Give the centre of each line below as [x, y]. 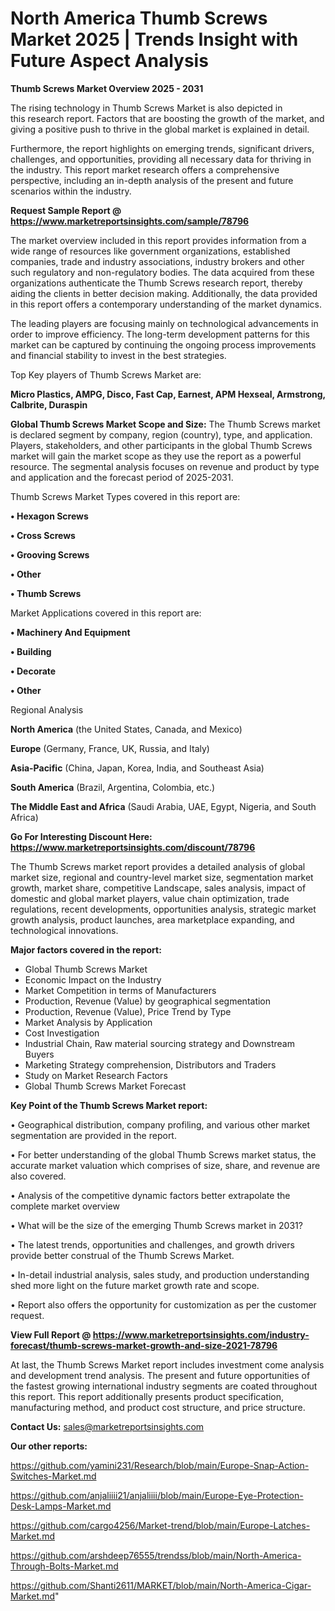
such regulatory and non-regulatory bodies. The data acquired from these [162, 272]
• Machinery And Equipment [70, 632]
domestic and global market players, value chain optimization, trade [150, 898]
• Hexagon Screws [49, 516]
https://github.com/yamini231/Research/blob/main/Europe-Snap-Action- [160, 1465]
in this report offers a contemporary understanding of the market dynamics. [166, 304]
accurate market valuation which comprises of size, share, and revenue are [165, 1165]
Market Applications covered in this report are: [106, 613]
